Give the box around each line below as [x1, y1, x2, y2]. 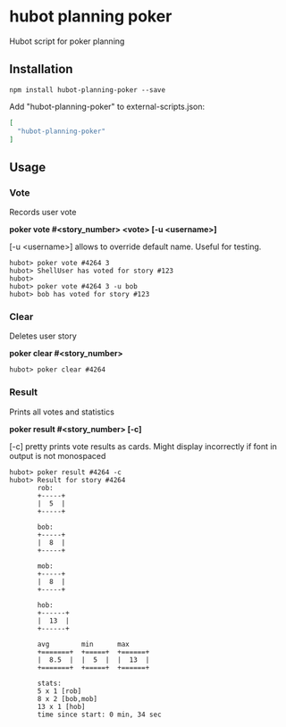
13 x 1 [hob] [37, 702, 87, 711]
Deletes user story [9, 330, 78, 341]
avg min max [37, 639, 130, 648]
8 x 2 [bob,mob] [37, 694, 98, 703]
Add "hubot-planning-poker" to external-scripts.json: [9, 101, 206, 112]
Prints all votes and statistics [9, 406, 114, 417]
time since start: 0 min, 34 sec [37, 710, 163, 719]
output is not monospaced [9, 450, 106, 461]
